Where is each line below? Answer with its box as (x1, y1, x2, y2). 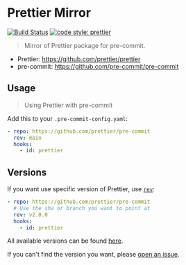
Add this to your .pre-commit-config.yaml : (7, 114, 128, 122)
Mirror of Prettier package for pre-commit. (24, 41, 146, 49)
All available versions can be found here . (7, 236, 124, 245)
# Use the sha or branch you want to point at (13, 204, 151, 211)
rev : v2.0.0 (13, 211, 49, 218)
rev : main (13, 134, 42, 141)
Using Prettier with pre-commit (24, 101, 113, 109)
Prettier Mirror (7, 5, 92, 21)
